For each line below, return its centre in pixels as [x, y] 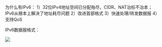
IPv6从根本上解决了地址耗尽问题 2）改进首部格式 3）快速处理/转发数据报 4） [81, 13]
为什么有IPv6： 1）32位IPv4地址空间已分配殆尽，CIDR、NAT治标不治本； [79, 7]
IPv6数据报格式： [22, 30]
